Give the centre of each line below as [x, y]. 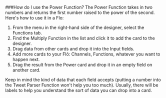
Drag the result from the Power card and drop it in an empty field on [82, 65]
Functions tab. [27, 33]
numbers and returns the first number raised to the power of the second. [80, 12]
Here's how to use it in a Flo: [34, 18]
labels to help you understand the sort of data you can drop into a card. [79, 90]
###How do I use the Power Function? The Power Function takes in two [79, 7]
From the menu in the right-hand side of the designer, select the [78, 27]
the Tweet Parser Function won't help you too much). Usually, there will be [82, 85]
